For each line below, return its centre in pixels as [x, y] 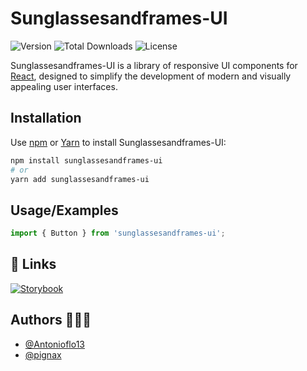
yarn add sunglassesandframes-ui [80, 179]
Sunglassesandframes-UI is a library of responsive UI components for [154, 65]
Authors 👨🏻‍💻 [51, 320]
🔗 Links [33, 264]
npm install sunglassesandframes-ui [86, 160]
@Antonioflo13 [54, 344]
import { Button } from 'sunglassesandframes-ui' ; [118, 233]
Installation [46, 118]
